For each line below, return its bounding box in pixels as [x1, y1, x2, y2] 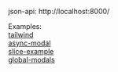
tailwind [8, 31, 34, 39]
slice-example [8, 47, 54, 56]
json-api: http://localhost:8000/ [8, 7, 110, 16]
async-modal [8, 38, 51, 48]
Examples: [8, 22, 42, 31]
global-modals [8, 55, 55, 64]
